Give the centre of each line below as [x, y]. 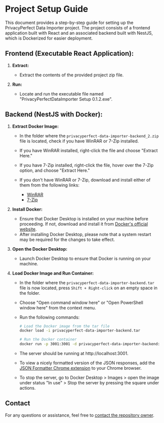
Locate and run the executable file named [61, 94]
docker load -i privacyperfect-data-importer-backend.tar [80, 331]
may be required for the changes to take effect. [67, 239]
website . [28, 229]
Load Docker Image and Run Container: [53, 273]
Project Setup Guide [47, 9]
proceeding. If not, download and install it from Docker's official [84, 224]
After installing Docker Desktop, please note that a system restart [85, 234]
